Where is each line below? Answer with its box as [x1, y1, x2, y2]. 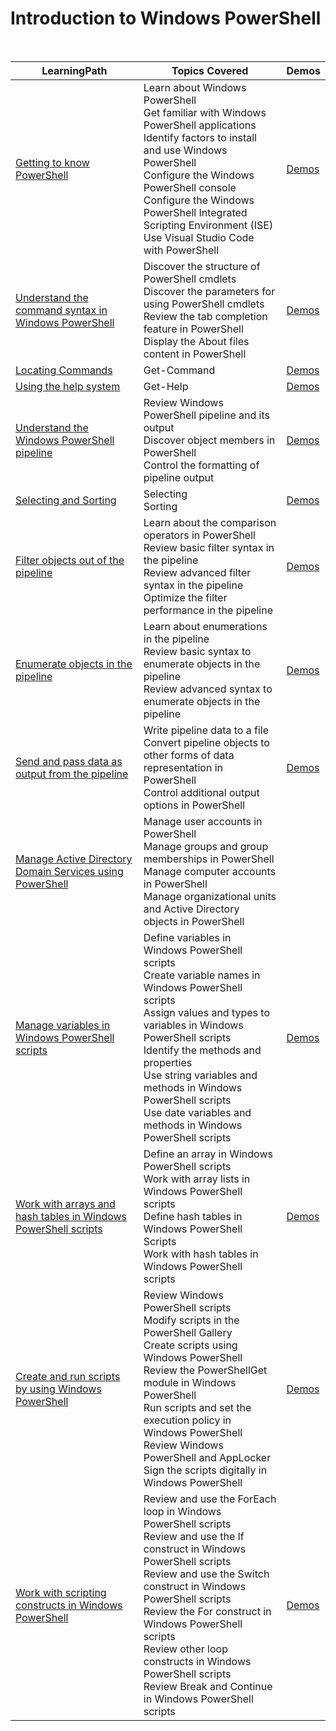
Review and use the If [143, 1529, 245, 1543]
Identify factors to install [143, 130, 257, 144]
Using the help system [15, 379, 121, 393]
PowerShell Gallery [143, 1325, 233, 1339]
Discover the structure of [143, 259, 261, 273]
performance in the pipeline [143, 603, 273, 617]
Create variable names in [143, 968, 261, 982]
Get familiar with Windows [143, 105, 267, 119]
